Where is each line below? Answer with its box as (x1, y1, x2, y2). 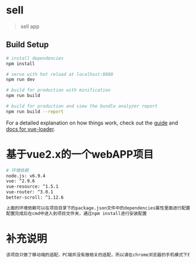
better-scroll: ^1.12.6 (6, 195, 64, 200)
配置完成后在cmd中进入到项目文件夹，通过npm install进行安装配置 (6, 210, 147, 216)
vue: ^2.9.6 (6, 178, 35, 184)
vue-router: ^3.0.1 (6, 189, 54, 195)
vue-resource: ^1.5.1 (6, 184, 59, 190)
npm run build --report (6, 109, 64, 115)
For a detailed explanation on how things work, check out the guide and (6, 119, 178, 126)
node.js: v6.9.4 (6, 173, 45, 179)
